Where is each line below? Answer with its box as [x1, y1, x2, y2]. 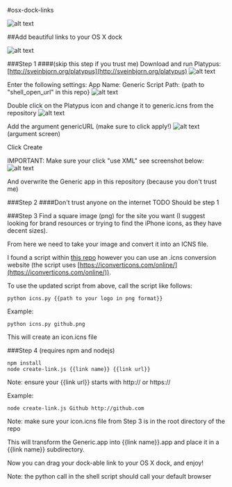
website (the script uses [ [7, 261, 80, 269]
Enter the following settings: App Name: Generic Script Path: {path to [7, 81, 205, 89]
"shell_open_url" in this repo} [7, 88, 90, 96]
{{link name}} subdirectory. [7, 445, 85, 454]
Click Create [7, 143, 43, 151]
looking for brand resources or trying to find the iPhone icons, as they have [7, 219, 222, 227]
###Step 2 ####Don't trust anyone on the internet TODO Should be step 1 [7, 198, 219, 206]
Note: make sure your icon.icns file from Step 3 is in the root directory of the [7, 417, 226, 425]
